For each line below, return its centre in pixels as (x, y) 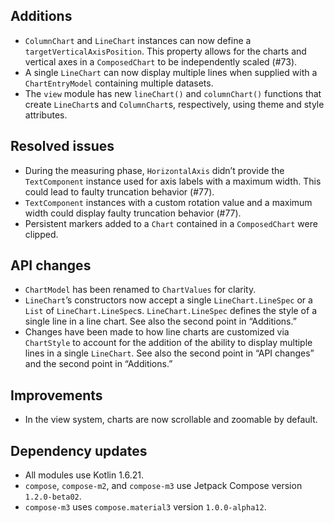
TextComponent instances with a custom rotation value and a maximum (168, 202)
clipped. (41, 234)
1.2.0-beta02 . (53, 496)
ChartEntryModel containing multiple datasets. (119, 83)
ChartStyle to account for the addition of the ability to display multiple (168, 343)
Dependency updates (79, 450)
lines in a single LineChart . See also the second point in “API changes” (169, 353)
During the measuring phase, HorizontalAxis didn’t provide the (154, 170)
